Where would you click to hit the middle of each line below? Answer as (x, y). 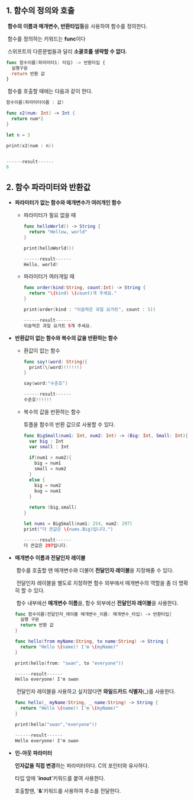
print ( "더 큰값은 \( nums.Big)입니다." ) (68, 529)
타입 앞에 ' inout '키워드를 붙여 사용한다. (60, 778)
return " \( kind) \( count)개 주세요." (73, 293)
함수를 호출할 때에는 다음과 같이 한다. (50, 91)
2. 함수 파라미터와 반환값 (48, 187)
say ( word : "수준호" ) (46, 384)
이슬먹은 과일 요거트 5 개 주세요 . (58, 325)
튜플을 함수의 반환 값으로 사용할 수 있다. (69, 424)
